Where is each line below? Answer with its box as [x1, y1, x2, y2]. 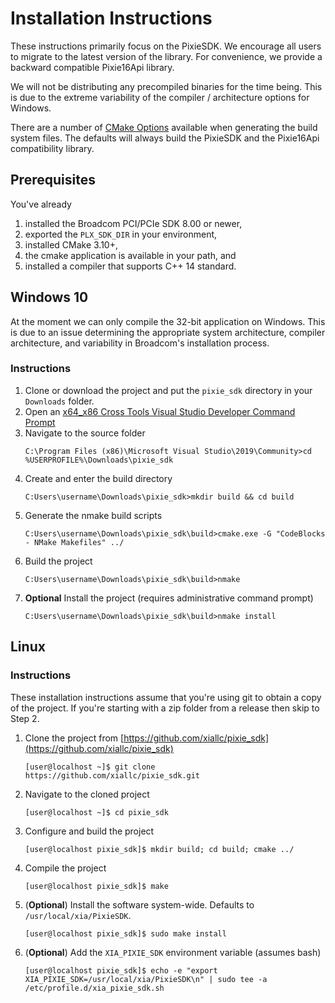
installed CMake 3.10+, [24, 238, 118, 251]
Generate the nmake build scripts [24, 509, 163, 521]
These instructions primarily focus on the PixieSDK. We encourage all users [10, 40, 322, 52]
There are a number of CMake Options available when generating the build [10, 121, 318, 133]
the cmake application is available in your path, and [24, 249, 237, 261]
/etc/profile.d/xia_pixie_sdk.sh [24, 983, 165, 993]
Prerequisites [10, 172, 96, 189]
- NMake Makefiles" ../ [24, 537, 125, 547]
